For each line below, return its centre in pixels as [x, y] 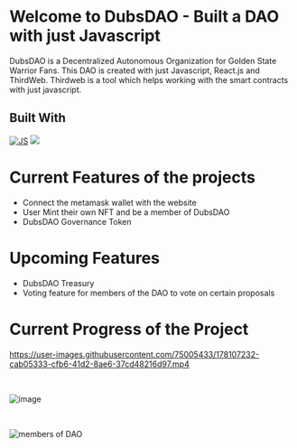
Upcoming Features [85, 258]
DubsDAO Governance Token [77, 221]
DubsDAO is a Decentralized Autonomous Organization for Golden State [143, 61]
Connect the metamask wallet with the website [109, 202]
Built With [37, 118]
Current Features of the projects [132, 177]
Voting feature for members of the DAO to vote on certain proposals [148, 293]
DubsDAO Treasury [58, 283]
